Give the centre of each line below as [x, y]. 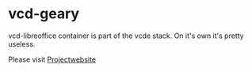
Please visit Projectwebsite [52, 59]
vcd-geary [44, 14]
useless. [22, 44]
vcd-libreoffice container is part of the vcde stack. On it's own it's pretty [126, 36]
